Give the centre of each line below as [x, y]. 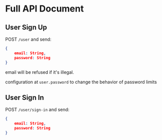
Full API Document [45, 9]
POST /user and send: [28, 39]
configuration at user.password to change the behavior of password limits [81, 82]
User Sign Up [26, 27]
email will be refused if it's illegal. [40, 72]
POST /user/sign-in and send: [37, 110]
